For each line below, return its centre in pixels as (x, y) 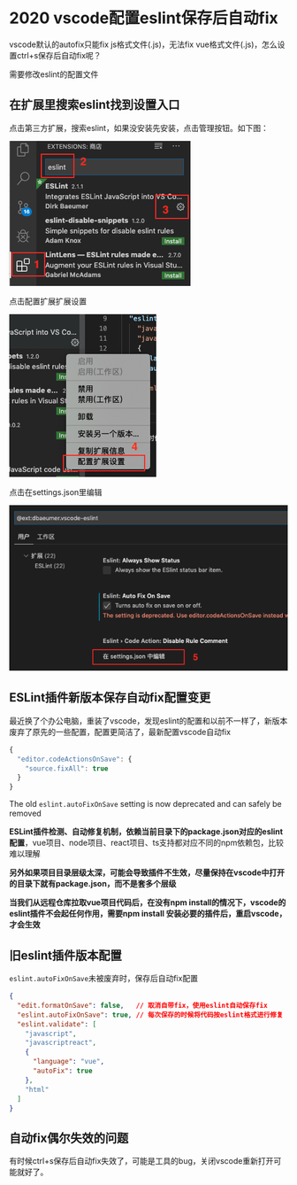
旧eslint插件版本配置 (65, 955)
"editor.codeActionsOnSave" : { (75, 759)
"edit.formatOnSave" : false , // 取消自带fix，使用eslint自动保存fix (142, 1005)
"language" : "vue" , (68, 1062)
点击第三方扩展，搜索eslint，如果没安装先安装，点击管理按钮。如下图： (139, 128)
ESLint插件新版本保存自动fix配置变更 (110, 697)
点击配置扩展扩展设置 (48, 301)
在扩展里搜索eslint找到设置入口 (95, 105)
